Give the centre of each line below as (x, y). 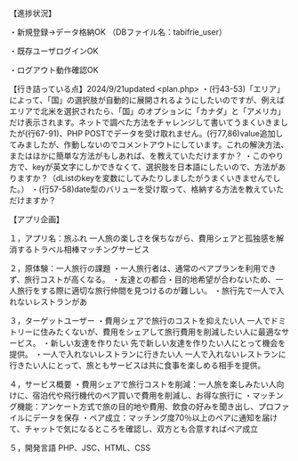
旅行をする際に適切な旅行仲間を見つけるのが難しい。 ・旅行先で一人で (146, 291)
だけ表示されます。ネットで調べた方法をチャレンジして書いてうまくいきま (145, 122)
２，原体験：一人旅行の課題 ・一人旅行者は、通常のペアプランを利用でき (143, 268)
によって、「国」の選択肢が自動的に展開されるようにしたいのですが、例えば (147, 100)
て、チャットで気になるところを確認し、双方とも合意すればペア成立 (134, 429)
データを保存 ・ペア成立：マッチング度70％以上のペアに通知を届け (155, 418)
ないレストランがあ (52, 302)
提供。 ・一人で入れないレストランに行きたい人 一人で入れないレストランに (148, 354)
